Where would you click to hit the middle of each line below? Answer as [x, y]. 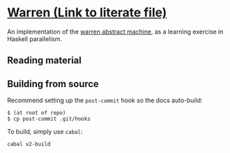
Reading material [44, 61]
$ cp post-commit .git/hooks [49, 119]
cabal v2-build [29, 144]
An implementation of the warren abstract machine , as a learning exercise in [115, 32]
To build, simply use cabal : [45, 132]
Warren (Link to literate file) [87, 13]
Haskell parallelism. [35, 38]
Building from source [53, 84]
